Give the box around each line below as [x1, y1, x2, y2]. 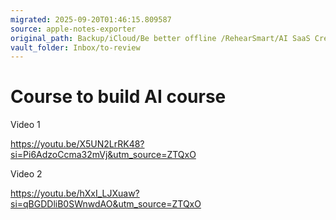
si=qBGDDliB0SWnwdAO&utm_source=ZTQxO [10, 198, 202, 210]
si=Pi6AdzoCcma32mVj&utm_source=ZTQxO [10, 149, 197, 161]
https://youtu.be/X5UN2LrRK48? [10, 138, 145, 150]
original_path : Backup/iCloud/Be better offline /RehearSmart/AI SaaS [10, 33, 311, 43]
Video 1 [10, 119, 41, 131]
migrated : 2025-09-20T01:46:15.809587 [10, 14, 172, 25]
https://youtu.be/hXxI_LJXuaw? [10, 187, 140, 200]
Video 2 [10, 168, 43, 180]
